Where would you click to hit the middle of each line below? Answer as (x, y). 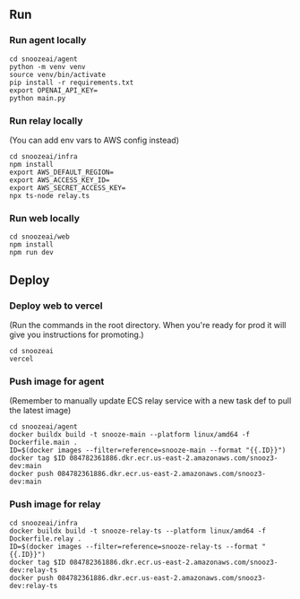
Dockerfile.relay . (46, 538)
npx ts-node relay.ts (50, 195)
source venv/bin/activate (57, 74)
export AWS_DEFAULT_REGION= (62, 172)
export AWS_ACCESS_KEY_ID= (60, 180)
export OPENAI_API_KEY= (54, 90)
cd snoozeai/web (39, 237)
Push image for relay (55, 504)
